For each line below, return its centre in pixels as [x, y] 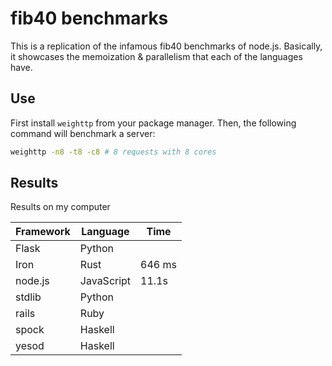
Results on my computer [60, 207]
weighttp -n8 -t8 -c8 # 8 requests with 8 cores [113, 152]
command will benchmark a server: [83, 133]
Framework [43, 232]
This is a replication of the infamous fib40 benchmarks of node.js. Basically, [166, 46]
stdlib [28, 297]
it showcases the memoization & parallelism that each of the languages [156, 56]
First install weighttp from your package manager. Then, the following [153, 123]
